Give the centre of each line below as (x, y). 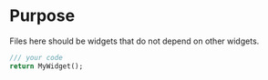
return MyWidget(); (46, 66)
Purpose (42, 16)
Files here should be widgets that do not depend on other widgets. (134, 41)
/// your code (36, 57)
